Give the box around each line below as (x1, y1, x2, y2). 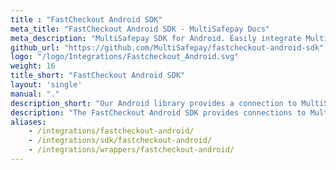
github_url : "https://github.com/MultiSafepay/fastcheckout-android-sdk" (10, 42, 325, 53)
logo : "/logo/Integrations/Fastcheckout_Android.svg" (10, 52, 240, 62)
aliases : (10, 117, 47, 127)
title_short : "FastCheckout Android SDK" (10, 71, 186, 81)
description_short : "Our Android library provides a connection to (10, 98, 298, 108)
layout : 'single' (10, 80, 83, 90)
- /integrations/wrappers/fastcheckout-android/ (28, 145, 235, 155)
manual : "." (10, 89, 60, 99)
